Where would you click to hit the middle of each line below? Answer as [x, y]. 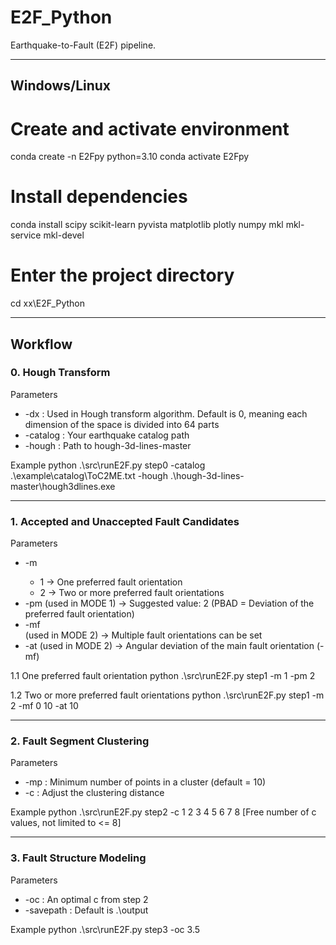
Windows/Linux [61, 86]
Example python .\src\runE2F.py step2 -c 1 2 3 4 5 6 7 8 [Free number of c [163, 812]
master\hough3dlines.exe [63, 486]
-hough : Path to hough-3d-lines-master [108, 445]
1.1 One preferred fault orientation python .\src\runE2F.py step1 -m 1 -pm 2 [163, 676]
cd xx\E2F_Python [47, 303]
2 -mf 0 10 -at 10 [44, 706]
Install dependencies [99, 197]
